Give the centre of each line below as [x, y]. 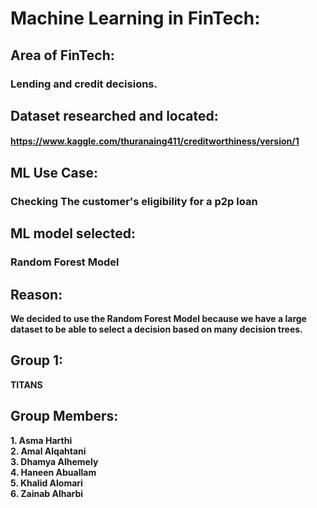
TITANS [26, 384]
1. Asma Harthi [41, 440]
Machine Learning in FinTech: [135, 18]
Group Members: [64, 416]
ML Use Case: [54, 172]
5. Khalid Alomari [46, 483]
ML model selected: [73, 233]
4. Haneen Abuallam [53, 472]
